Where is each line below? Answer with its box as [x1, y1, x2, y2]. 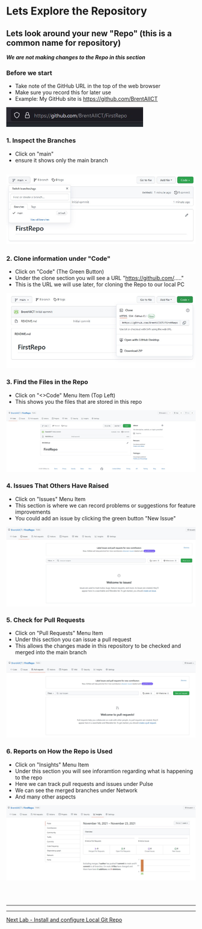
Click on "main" [14, 150, 54, 158]
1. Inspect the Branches [6, 136, 76, 145]
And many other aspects [14, 793, 76, 800]
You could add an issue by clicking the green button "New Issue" [14, 514, 176, 522]
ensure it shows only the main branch [14, 156, 108, 164]
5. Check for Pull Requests [6, 616, 85, 624]
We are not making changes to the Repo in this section [6, 54, 145, 61]
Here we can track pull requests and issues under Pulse [14, 780, 153, 787]
